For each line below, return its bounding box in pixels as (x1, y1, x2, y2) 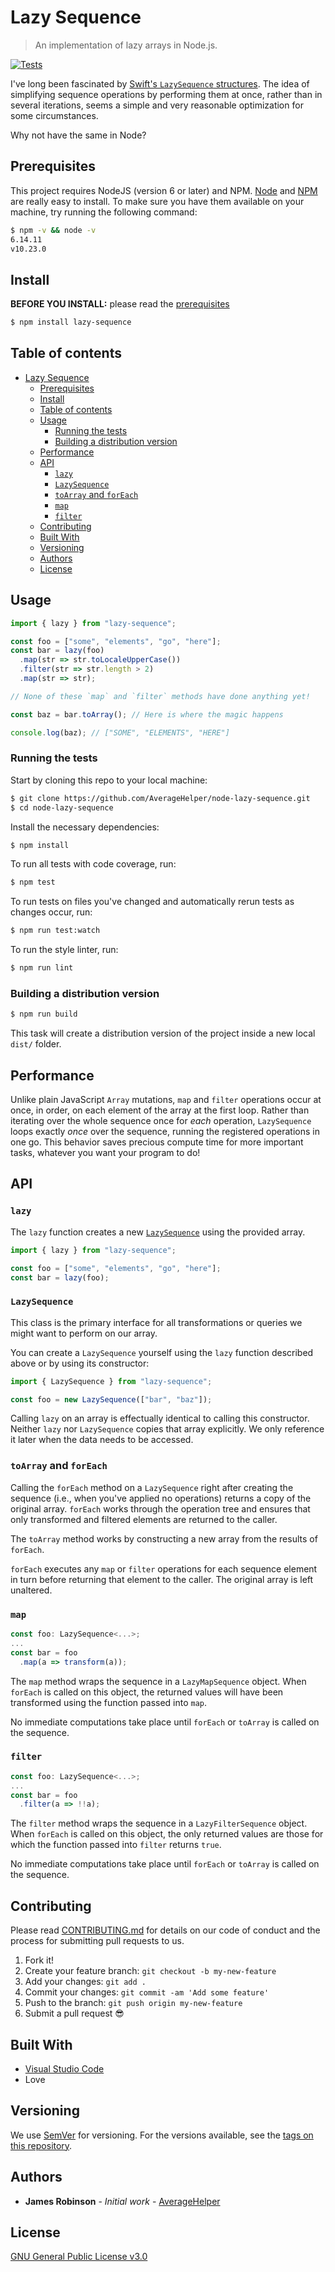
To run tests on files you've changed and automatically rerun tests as (10, 896, 295, 908)
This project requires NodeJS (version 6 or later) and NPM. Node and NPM (10, 184, 318, 196)
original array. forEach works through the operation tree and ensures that (10, 1502, 311, 1515)
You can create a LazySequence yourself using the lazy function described (10, 1346, 314, 1358)
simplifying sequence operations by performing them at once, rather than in (10, 88, 323, 100)
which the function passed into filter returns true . (10, 1839, 222, 1851)
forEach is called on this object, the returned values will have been (10, 1686, 284, 1698)
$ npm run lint (10, 963, 74, 973)
